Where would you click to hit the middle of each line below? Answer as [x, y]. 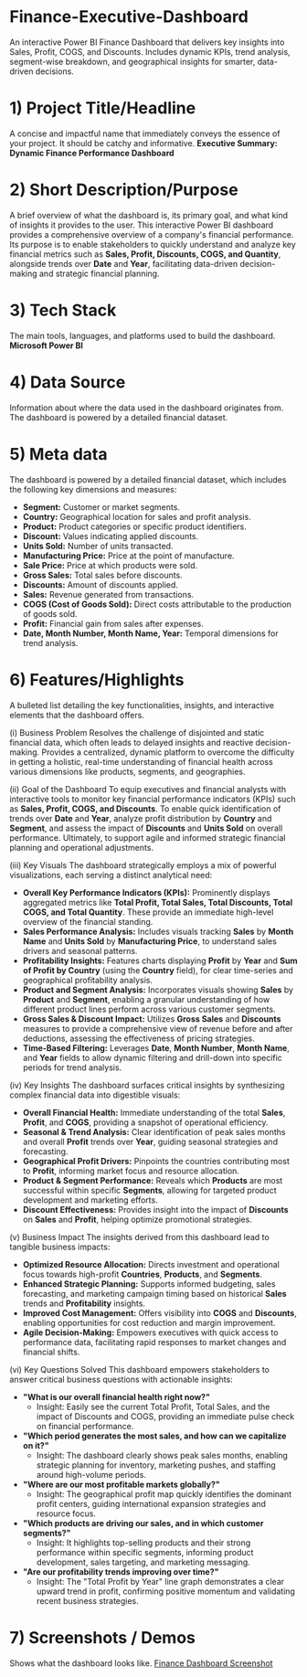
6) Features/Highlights [97, 679]
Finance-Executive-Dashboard [129, 17]
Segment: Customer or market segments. [101, 507]
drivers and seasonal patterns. [80, 950]
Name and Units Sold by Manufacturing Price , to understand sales [149, 941]
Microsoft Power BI [47, 345]
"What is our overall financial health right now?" [116, 1396]
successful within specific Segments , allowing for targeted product [149, 1190]
